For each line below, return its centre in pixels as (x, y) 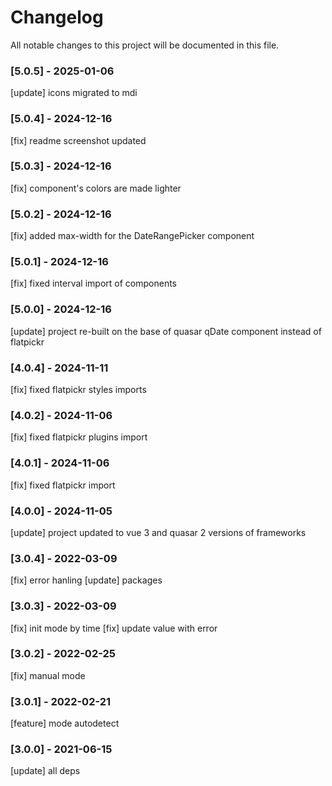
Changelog (57, 17)
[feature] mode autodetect (65, 723)
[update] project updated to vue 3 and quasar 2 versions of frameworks (158, 532)
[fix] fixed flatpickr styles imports (78, 390)
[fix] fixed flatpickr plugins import (79, 437)
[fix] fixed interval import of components (93, 283)
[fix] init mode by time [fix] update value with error (114, 628)
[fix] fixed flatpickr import (63, 485)
